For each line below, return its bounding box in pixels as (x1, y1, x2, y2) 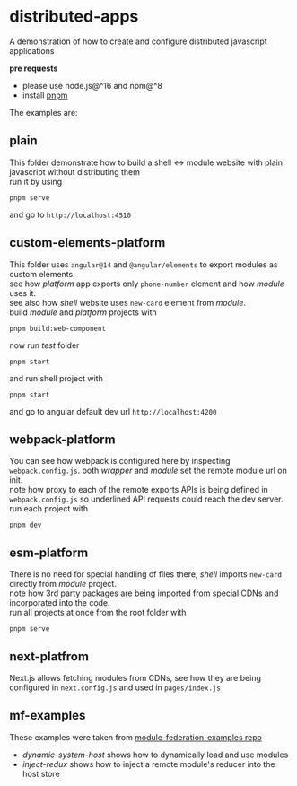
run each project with (9, 503, 88, 514)
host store (22, 768, 60, 779)
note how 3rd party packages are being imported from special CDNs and (9, 588, 279, 598)
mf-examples (9, 708, 86, 723)
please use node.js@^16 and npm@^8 (22, 80, 163, 91)
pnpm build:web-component (9, 324, 106, 333)
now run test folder (9, 339, 80, 351)
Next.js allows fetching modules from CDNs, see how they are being (9, 673, 262, 683)
